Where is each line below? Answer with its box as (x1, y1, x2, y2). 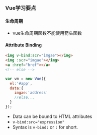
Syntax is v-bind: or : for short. (12, 124, 78, 130)
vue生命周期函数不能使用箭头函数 (12, 30, 82, 36)
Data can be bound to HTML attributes (12, 113, 92, 119)
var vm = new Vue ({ (5, 76, 46, 81)
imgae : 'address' (14, 90, 49, 95)
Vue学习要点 (5, 4, 36, 11)
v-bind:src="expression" (12, 119, 65, 124)
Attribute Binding (5, 42, 42, 48)
